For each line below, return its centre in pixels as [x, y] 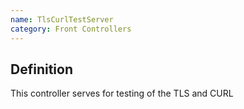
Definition [41, 69]
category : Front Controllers [71, 29]
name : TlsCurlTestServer [62, 19]
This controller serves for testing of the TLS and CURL [122, 93]
